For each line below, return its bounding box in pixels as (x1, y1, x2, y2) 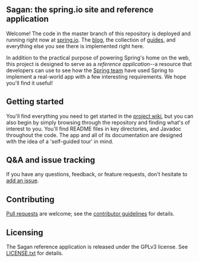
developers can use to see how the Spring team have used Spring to (6, 67, 174, 74)
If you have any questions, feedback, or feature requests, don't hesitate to (6, 171, 188, 178)
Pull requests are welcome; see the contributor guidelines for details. (6, 210, 175, 217)
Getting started (6, 96, 64, 107)
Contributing (6, 194, 55, 204)
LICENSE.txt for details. (6, 249, 64, 257)
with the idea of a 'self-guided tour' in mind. (6, 138, 114, 145)
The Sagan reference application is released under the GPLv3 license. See (6, 244, 188, 251)
